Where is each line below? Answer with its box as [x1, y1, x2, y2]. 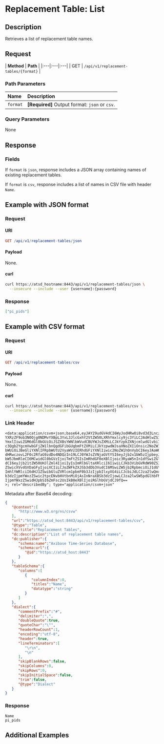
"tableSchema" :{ [11, 563, 45, 569]
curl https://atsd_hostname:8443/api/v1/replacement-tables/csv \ [5, 404, 143, 408]
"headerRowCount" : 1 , [18, 627, 60, 632]
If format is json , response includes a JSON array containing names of [5, 167, 146, 173]
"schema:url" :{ [18, 546, 49, 551]
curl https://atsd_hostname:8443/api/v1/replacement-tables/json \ [5, 282, 145, 287]
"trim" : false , [18, 677, 47, 682]
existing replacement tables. [5, 172, 62, 178]
